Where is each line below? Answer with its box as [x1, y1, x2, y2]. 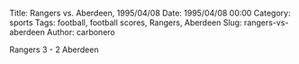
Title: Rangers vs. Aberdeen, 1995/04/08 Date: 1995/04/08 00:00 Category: [9, 8, 291, 18]
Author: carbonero [46, 27, 115, 37]
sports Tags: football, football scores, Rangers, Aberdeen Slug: [9, 17, 242, 28]
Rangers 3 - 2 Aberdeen [9, 44, 99, 55]
